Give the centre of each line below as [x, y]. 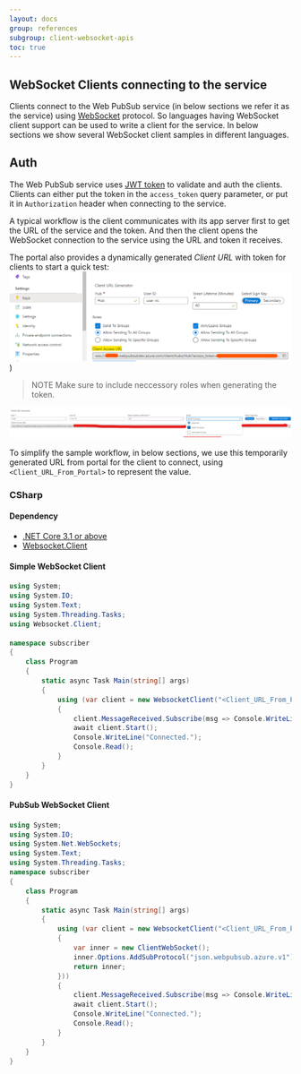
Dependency [34, 516]
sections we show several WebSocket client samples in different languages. [149, 135]
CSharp [26, 494]
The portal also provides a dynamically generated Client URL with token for [148, 257]
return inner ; [99, 967]
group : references [43, 28]
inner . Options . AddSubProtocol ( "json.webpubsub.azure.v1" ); [185, 957]
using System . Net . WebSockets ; [66, 844]
